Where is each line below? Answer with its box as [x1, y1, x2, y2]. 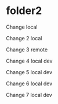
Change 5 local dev [6, 68, 53, 75]
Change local [6, 23, 38, 30]
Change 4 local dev [6, 57, 53, 64]
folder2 [6, 4, 42, 18]
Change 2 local [6, 34, 42, 41]
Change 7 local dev [6, 91, 52, 98]
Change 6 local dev [6, 80, 53, 87]
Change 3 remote [6, 46, 48, 53]
